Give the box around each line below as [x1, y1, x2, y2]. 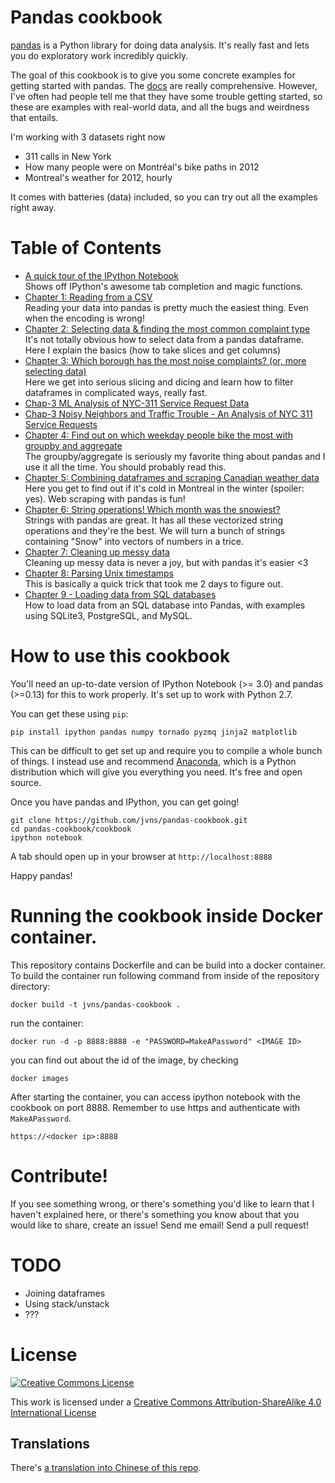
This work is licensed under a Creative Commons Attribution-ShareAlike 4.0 [10, 1396, 322, 1408]
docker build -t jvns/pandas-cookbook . [10, 999, 182, 1010]
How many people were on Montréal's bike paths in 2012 [24, 161, 260, 173]
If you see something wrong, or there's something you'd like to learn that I [10, 1197, 315, 1210]
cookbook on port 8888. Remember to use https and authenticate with [10, 1101, 301, 1113]
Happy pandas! [10, 869, 73, 881]
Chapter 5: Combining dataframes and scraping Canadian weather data [24, 471, 320, 483]
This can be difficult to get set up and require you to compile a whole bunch [10, 744, 323, 756]
